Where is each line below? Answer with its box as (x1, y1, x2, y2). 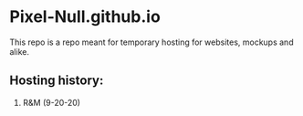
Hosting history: (9, 73, 104, 89)
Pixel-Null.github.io (9, 6, 162, 27)
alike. (9, 46, 30, 57)
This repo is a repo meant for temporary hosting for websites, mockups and (9, 37, 294, 47)
